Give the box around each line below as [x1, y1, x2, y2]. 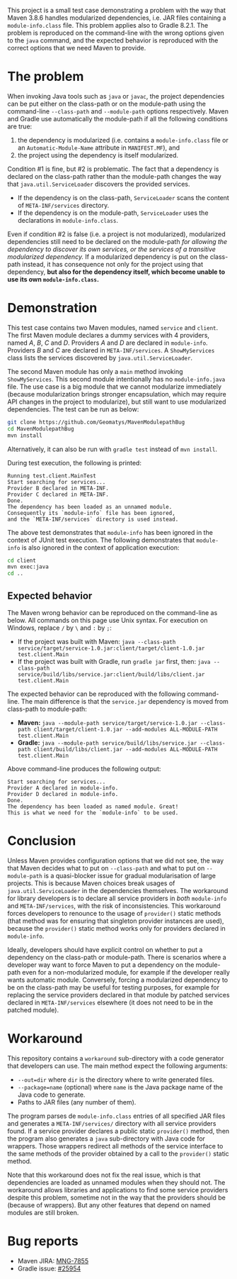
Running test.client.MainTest [7, 472, 97, 480]
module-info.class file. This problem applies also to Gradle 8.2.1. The [7, 21, 209, 29]
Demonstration [7, 300, 98, 316]
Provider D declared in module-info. [7, 790, 119, 797]
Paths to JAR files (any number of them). [17, 1097, 137, 1106]
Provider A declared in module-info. [7, 784, 119, 792]
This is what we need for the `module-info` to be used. [7, 809, 179, 816]
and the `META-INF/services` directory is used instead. [7, 516, 179, 523]
